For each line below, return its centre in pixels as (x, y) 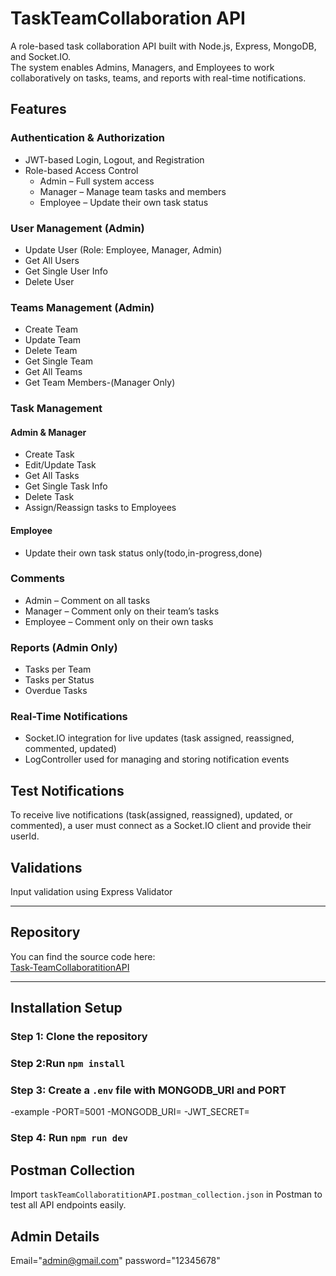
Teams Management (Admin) (82, 307)
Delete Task (49, 497)
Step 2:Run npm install (68, 1064)
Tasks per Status (59, 680)
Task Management (56, 409)
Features (38, 109)
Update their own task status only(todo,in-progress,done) (143, 553)
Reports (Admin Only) (64, 647)
